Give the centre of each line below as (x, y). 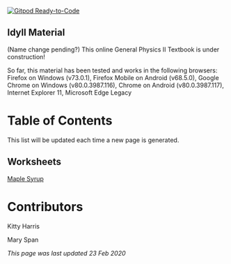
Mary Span (23, 240)
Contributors (45, 207)
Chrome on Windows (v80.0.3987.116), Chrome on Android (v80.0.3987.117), (116, 85)
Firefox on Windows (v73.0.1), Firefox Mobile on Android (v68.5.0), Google (113, 77)
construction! (26, 56)
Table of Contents (60, 121)
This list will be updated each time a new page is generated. (93, 140)
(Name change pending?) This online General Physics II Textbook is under (113, 49)
